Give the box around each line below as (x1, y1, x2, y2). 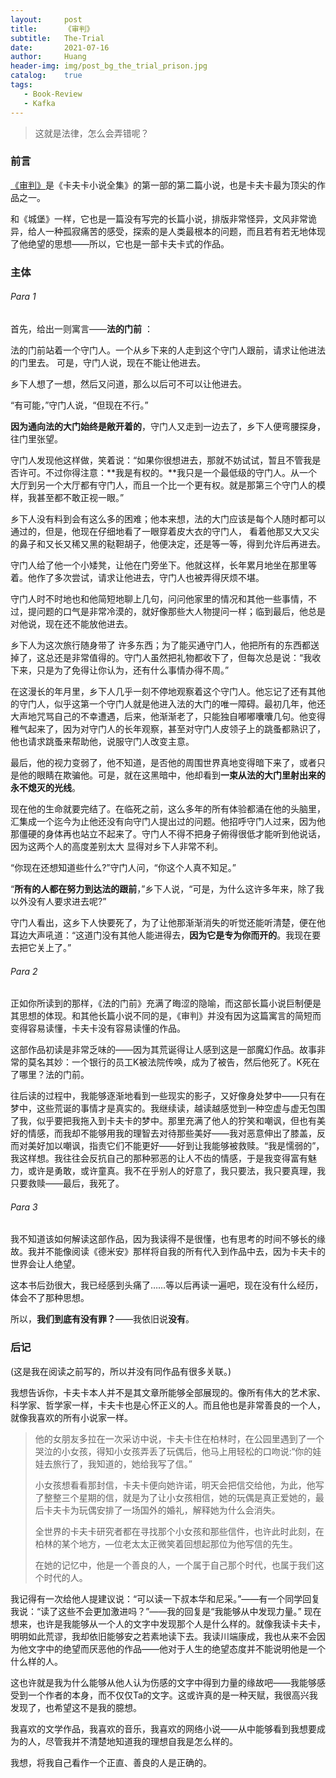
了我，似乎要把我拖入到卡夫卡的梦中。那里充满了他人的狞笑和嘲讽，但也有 (10, 1115, 317, 1127)
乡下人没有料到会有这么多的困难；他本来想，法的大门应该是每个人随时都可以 (10, 512, 326, 525)
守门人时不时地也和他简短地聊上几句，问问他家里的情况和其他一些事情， (10, 592, 308, 605)
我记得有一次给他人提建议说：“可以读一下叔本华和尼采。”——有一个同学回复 (10, 1592, 321, 1605)
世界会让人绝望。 (10, 1258, 81, 1270)
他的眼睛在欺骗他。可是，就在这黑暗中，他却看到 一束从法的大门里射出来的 (18, 769, 326, 781)
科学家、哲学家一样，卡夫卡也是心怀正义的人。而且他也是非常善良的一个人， (10, 1399, 326, 1411)
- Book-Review (23, 89, 83, 99)
